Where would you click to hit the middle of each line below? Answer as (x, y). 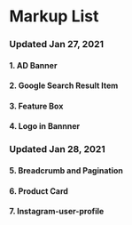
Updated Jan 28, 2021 (58, 149)
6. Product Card (39, 191)
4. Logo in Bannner (45, 126)
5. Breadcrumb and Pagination (66, 170)
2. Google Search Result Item (64, 85)
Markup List (54, 16)
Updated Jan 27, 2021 (57, 44)
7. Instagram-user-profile (57, 212)
